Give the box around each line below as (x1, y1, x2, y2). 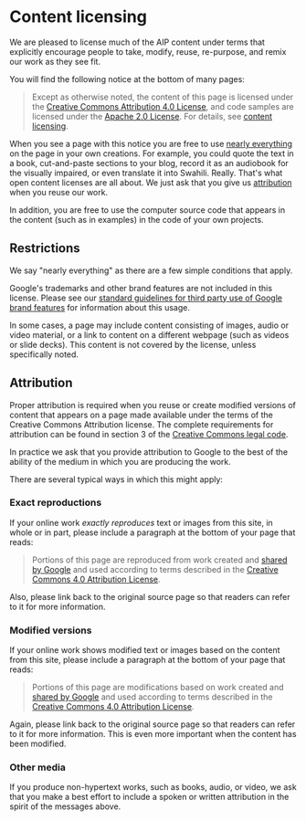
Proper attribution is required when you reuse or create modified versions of (9, 399, 297, 410)
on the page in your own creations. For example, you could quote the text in (9, 148, 294, 159)
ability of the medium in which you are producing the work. (9, 456, 231, 467)
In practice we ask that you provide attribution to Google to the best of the (9, 446, 289, 458)
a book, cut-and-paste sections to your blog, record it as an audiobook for (9, 157, 290, 168)
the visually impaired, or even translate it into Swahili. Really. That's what (9, 167, 283, 178)
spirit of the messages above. (9, 801, 121, 812)
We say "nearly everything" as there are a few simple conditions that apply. (9, 265, 293, 276)
